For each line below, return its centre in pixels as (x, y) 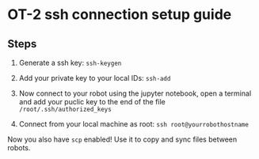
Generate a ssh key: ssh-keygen (70, 62)
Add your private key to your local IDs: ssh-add (95, 78)
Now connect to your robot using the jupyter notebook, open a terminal (135, 93)
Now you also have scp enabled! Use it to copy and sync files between (122, 139)
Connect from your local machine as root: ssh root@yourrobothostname (133, 124)
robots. (19, 148)
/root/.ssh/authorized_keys (65, 109)
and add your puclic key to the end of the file (92, 102)
